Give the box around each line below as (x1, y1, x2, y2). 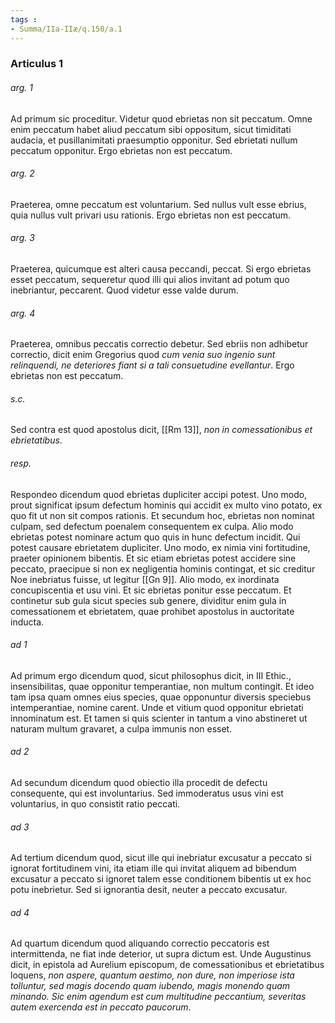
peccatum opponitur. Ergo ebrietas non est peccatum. (10, 144, 233, 156)
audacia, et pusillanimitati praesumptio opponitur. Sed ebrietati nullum (10, 134, 298, 146)
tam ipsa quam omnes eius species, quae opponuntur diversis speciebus (10, 691, 312, 703)
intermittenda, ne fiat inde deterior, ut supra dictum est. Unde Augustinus (10, 948, 312, 960)
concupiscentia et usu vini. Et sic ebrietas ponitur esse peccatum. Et (10, 584, 292, 596)
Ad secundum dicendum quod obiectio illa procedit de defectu (10, 777, 268, 789)
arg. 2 (10, 167, 35, 180)
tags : (10, 14, 38, 25)
